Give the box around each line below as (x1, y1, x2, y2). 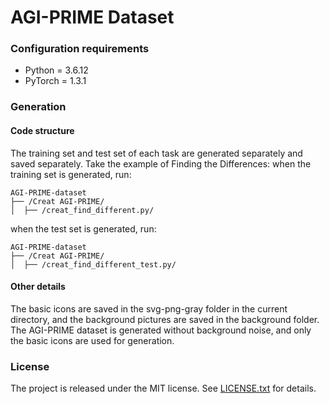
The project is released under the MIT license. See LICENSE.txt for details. (10, 382, 317, 395)
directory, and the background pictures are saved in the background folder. (10, 313, 320, 325)
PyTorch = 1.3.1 (24, 75, 87, 87)
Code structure (10, 125, 75, 136)
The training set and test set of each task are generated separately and (10, 147, 303, 159)
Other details (10, 281, 66, 293)
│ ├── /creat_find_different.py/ (10, 205, 155, 215)
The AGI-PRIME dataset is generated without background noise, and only (10, 324, 312, 336)
